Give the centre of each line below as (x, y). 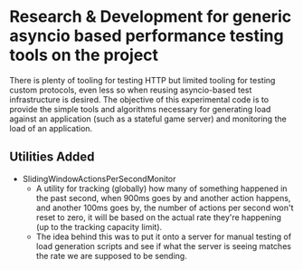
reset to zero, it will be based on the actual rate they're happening (159, 217)
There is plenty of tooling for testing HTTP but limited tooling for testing (142, 80)
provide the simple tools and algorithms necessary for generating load (140, 109)
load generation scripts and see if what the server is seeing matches (164, 246)
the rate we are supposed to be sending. (111, 256)
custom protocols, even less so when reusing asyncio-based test (131, 90)
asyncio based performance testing (147, 36)
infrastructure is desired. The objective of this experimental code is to (139, 99)
